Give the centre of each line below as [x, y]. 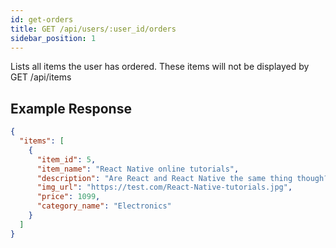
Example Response [71, 108]
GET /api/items [41, 77]
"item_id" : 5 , [66, 159]
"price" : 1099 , [68, 197]
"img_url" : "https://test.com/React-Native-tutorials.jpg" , [164, 187]
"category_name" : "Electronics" [104, 206]
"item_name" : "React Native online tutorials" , [138, 169]
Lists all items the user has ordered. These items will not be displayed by [160, 67]
